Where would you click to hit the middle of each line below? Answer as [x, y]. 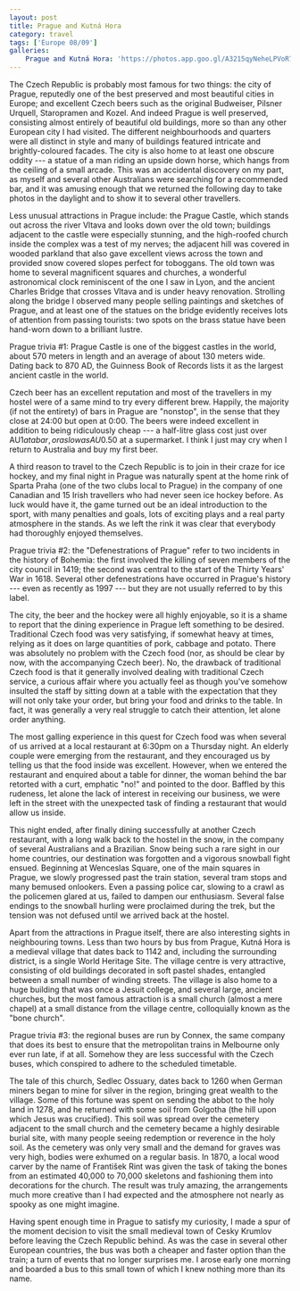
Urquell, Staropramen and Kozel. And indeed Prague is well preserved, [139, 113]
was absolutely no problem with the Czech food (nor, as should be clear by [147, 653]
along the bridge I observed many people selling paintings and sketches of [146, 301]
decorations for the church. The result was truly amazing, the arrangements [149, 1185]
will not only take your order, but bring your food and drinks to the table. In [146, 700]
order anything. [37, 719]
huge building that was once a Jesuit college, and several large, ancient [141, 989]
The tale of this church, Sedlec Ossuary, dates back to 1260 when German [146, 1081]
